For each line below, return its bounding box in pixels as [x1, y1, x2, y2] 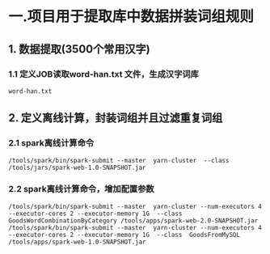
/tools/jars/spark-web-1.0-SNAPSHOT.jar [8, 163, 147, 171]
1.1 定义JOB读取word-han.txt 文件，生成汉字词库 [8, 68, 200, 79]
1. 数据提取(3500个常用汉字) [8, 42, 151, 56]
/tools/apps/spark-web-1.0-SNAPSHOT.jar [8, 238, 147, 246]
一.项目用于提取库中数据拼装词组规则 [8, 7, 255, 26]
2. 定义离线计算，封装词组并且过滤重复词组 [8, 111, 223, 125]
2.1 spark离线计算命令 [8, 138, 95, 149]
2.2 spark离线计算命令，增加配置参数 [8, 184, 155, 195]
